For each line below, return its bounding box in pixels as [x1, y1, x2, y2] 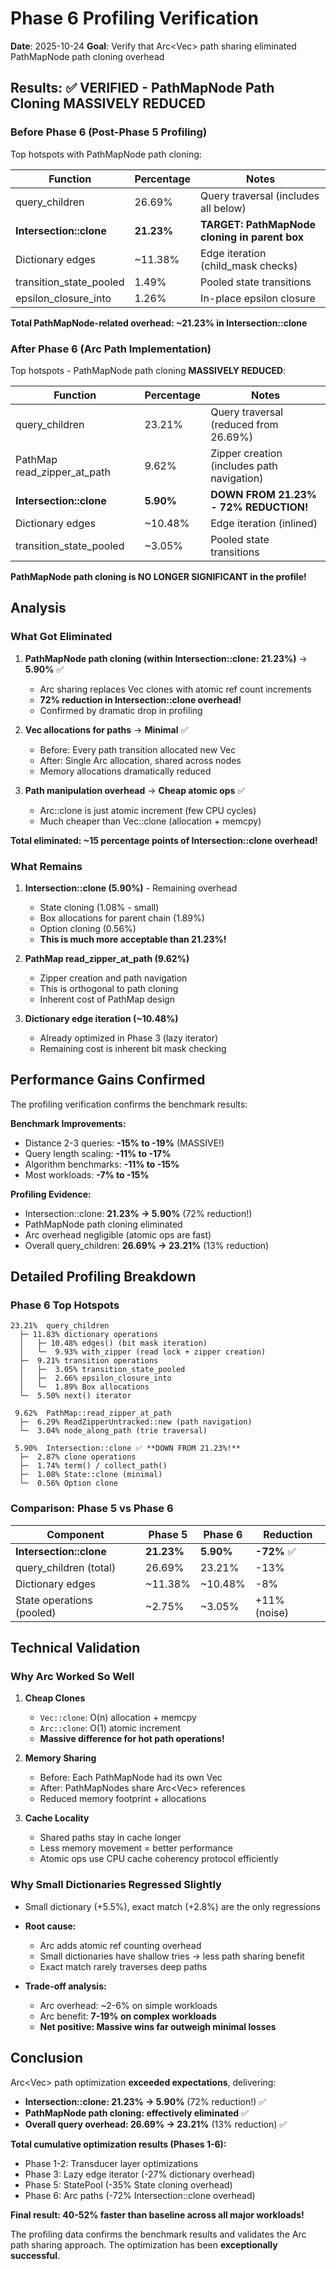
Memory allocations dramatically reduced [39, 765, 212, 777]
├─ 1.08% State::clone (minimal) [19, 1470, 163, 1480]
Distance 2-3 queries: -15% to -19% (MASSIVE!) [24, 1137, 225, 1149]
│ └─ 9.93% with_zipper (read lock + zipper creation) [19, 1347, 267, 1357]
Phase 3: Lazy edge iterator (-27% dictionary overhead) [24, 2168, 256, 2180]
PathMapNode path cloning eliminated [24, 1218, 183, 1230]
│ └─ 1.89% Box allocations [19, 1382, 150, 1392]
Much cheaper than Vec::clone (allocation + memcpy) [39, 815, 262, 827]
